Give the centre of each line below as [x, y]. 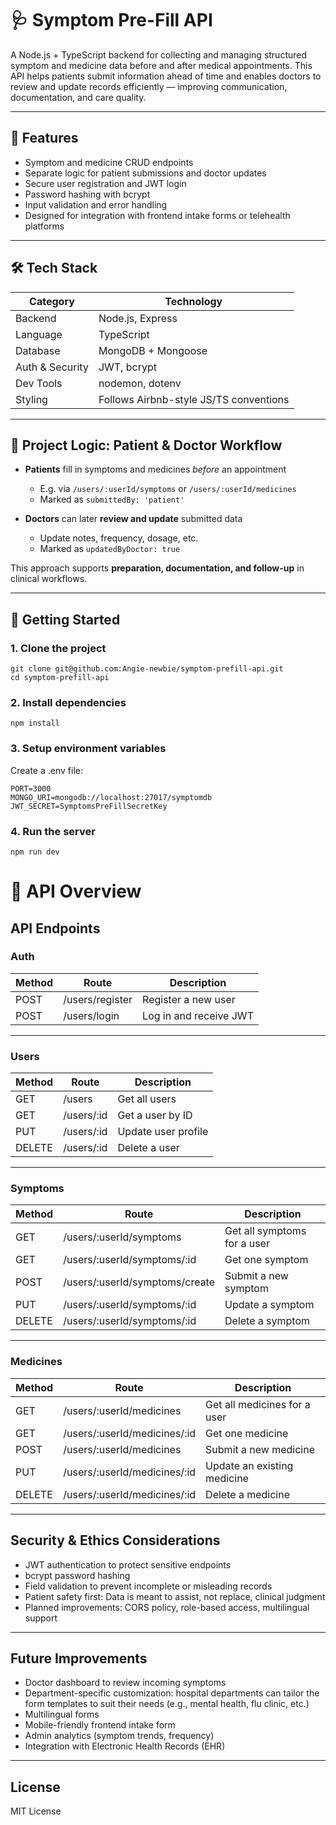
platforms [44, 226]
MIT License [36, 1811]
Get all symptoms [265, 1231]
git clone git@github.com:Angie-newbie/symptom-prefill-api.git [147, 669]
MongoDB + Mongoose [153, 350]
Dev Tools [39, 383]
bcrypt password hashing [77, 1575]
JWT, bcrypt [127, 367]
